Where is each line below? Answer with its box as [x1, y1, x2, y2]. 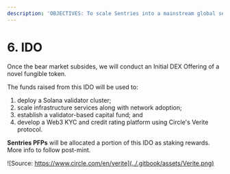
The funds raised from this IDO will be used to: [7, 83, 138, 91]
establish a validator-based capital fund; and [16, 110, 144, 119]
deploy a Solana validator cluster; [16, 96, 112, 104]
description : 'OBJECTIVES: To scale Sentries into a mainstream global [7, 10, 216, 17]
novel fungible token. [7, 69, 66, 77]
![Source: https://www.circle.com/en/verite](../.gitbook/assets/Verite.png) [7, 159, 214, 167]
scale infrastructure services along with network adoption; [16, 103, 183, 112]
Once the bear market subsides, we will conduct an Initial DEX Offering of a [7, 62, 220, 71]
